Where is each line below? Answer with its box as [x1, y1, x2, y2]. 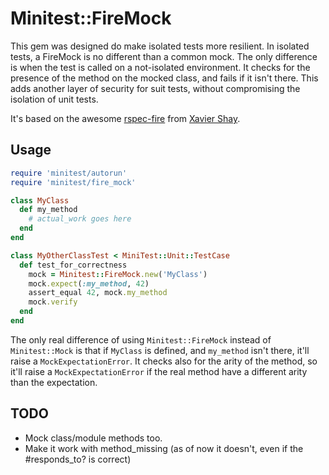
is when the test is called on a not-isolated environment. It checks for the [10, 61, 311, 73]
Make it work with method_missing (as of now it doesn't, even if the [24, 442, 304, 454]
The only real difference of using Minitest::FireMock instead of [10, 333, 272, 346]
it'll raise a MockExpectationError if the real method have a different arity [10, 365, 308, 377]
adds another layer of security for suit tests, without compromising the [10, 82, 301, 94]
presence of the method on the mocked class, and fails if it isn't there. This [10, 72, 319, 84]
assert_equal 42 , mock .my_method [28, 288, 168, 298]
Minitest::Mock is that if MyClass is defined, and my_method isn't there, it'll [10, 344, 310, 356]
